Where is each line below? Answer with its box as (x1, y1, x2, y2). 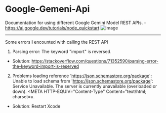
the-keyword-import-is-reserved (12, 63, 79, 69)
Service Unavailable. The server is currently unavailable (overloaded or (12, 83, 157, 89)
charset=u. (12, 93, 35, 99)
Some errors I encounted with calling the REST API (5, 39, 108, 45)
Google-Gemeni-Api (5, 3, 90, 15)
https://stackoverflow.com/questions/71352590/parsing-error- (31, 58, 159, 64)
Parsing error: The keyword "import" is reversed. (12, 48, 112, 55)
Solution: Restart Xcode (12, 103, 61, 109)
